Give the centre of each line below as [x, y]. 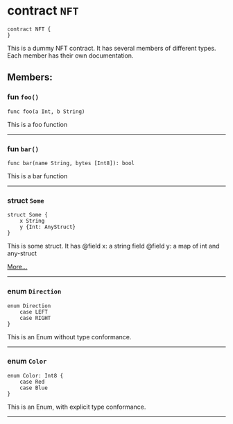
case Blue [34, 388]
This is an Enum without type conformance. [69, 337]
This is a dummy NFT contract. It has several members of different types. [112, 48]
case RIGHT [35, 318]
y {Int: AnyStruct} [48, 227]
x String [32, 221]
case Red [32, 382]
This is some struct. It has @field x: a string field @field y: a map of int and [113, 246]
